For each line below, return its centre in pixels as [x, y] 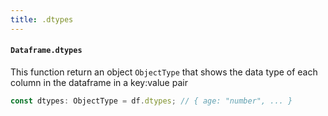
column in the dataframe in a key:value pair [99, 82]
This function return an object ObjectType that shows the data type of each [164, 72]
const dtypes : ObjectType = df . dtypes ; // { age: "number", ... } [151, 101]
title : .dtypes [42, 19]
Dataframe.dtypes [46, 51]
